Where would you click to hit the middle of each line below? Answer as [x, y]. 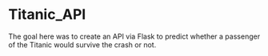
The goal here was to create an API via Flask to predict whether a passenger [134, 36]
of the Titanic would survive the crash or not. [82, 44]
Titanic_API [47, 15]
